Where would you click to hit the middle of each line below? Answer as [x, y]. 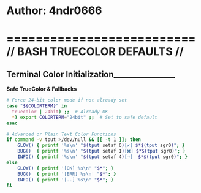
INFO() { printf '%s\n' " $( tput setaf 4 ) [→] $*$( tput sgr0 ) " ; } [103, 157]
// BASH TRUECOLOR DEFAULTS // [95, 52]
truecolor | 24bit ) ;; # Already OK [60, 112]
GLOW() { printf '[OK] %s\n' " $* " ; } [66, 168]
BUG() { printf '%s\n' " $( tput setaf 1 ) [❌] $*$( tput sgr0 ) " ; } [101, 151]
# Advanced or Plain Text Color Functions [61, 134]
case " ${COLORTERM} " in [37, 106]
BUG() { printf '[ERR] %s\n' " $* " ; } [67, 174]
